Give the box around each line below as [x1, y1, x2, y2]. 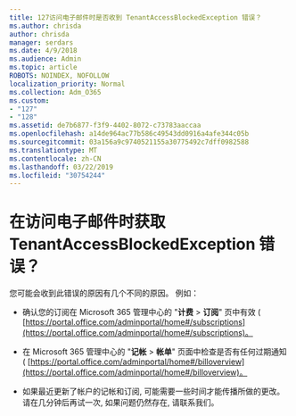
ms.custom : [9, 96, 50, 105]
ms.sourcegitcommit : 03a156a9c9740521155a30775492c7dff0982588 [9, 137, 250, 146]
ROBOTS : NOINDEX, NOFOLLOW [9, 71, 110, 80]
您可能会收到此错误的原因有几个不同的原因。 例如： [9, 287, 199, 299]
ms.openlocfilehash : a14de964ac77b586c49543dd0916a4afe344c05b [9, 129, 250, 138]
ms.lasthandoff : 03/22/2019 [9, 162, 114, 171]
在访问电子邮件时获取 [9, 212, 167, 232]
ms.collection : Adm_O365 [9, 87, 102, 96]
